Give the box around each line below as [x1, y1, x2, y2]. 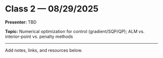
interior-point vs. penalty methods [5, 34, 73, 39]
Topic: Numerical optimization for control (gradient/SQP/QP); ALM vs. [5, 28, 145, 34]
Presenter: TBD [5, 19, 37, 25]
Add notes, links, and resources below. [5, 47, 82, 53]
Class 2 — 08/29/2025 [5, 3, 98, 14]
